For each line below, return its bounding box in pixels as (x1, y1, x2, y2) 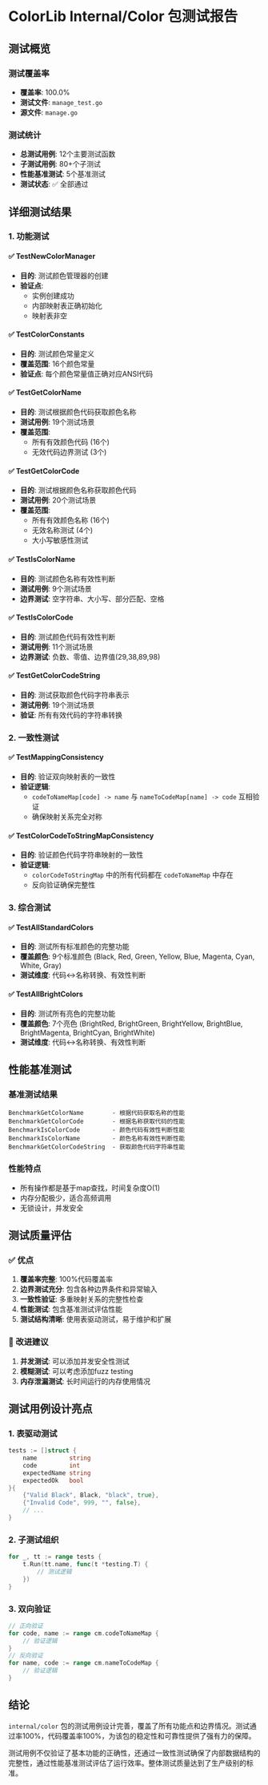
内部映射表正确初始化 (31, 301, 102, 310)
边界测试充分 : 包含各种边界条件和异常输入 (19, 1284, 158, 1294)
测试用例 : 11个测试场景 (19, 642, 94, 652)
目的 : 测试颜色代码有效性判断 (19, 632, 116, 641)
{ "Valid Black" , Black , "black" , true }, (22, 1492, 159, 1500)
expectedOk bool (22, 1476, 84, 1484)
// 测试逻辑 (37, 1568, 72, 1576)
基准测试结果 (8, 1088, 58, 1100)
